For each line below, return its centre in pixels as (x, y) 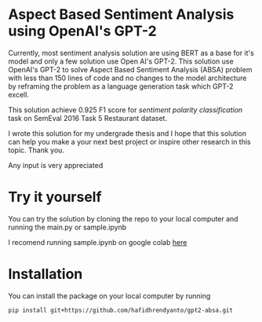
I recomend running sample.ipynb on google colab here (98, 242)
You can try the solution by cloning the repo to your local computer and (123, 218)
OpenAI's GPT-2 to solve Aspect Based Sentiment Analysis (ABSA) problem (130, 69)
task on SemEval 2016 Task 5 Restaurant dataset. (87, 118)
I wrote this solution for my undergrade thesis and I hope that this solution (127, 133)
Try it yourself (55, 197)
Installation (45, 274)
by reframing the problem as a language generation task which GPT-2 (121, 86)
